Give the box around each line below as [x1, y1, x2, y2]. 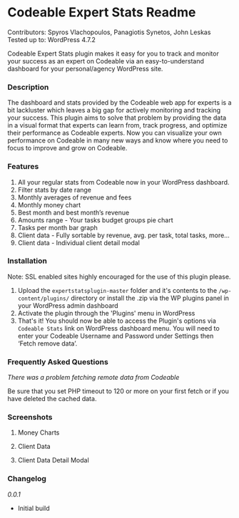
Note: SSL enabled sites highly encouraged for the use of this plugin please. [7, 272, 231, 281]
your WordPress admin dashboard [17, 301, 119, 310]
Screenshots [7, 413, 53, 423]
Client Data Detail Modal [17, 456, 89, 465]
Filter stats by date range [17, 185, 91, 194]
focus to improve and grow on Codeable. [7, 144, 128, 152]
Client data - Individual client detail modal [17, 238, 141, 247]
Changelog [7, 474, 46, 484]
